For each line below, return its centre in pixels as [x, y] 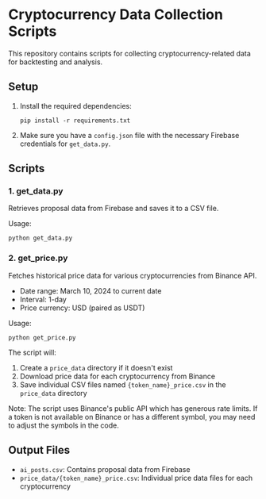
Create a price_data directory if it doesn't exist [96, 367]
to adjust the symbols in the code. [64, 425]
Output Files [39, 450]
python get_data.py [40, 238]
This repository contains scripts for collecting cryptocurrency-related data [130, 53]
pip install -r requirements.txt [75, 121]
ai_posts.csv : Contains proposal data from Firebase [105, 469]
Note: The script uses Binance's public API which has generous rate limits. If [133, 408]
